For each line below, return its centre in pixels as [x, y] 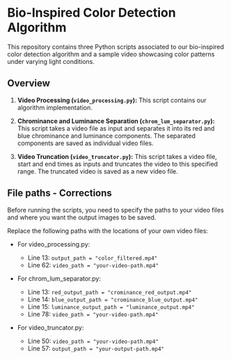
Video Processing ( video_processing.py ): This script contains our [112, 100]
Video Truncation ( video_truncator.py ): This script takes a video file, [117, 156]
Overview [29, 84]
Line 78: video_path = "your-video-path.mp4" [93, 314]
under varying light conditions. [51, 61]
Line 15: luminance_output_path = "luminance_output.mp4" [111, 306]
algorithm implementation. [55, 107]
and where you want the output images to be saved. [82, 217]
